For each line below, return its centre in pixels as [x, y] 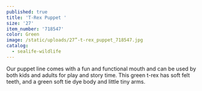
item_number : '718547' [35, 29]
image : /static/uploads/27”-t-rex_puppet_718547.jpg [75, 40]
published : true [27, 12]
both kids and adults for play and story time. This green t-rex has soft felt [98, 75]
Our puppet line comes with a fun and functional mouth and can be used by [101, 69]
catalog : [17, 46]
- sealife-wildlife [37, 52]
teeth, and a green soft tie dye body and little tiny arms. [76, 81]
